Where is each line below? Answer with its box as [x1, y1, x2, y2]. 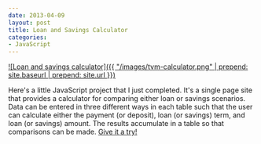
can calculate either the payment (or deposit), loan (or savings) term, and [8, 110, 245, 120]
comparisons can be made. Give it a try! [8, 127, 138, 137]
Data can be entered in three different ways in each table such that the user [8, 103, 253, 112]
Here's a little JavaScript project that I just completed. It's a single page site [8, 85, 253, 95]
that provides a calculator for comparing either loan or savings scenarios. [8, 94, 246, 103]
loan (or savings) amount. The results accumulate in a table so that [8, 119, 224, 128]
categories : [8, 33, 47, 41]
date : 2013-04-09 [8, 11, 65, 20]
